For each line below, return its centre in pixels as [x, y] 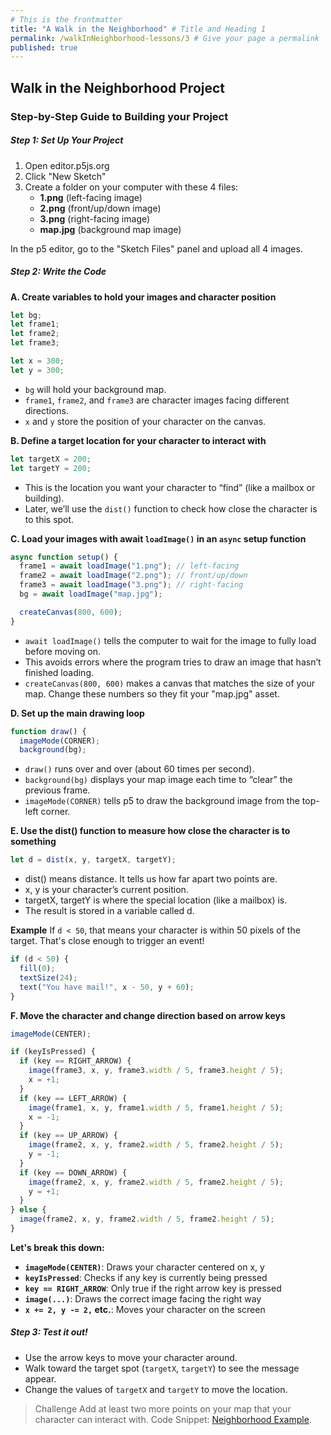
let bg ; [26, 315]
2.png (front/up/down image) [100, 208]
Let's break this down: [57, 1247]
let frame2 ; [35, 334]
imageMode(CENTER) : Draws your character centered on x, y [144, 1267]
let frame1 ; [35, 324]
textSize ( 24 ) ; [48, 977]
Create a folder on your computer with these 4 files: [131, 187]
